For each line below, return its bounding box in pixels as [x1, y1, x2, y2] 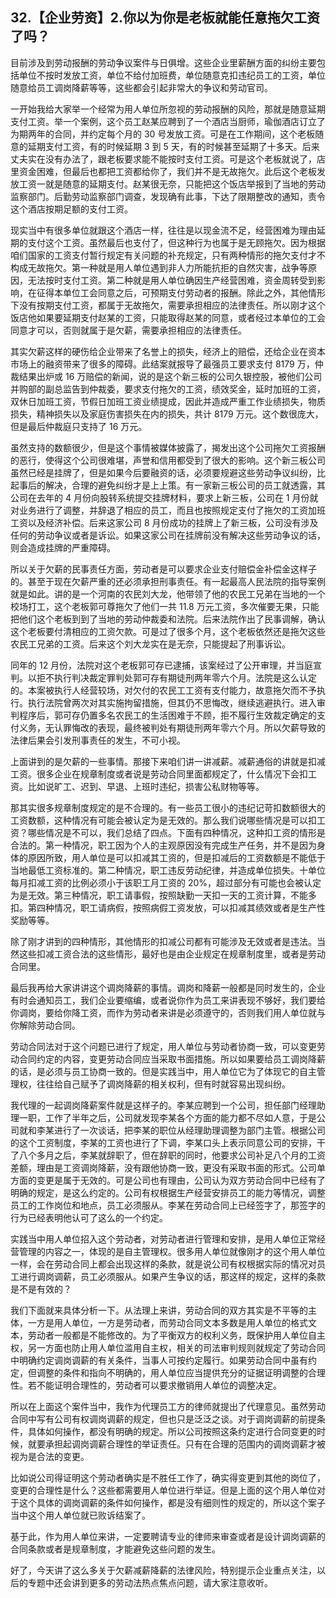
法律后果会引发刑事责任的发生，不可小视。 [10, 734, 186, 746]
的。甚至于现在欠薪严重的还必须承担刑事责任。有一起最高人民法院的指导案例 [10, 575, 326, 587]
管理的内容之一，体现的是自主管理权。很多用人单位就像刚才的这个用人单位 [18, 1245, 326, 1257]
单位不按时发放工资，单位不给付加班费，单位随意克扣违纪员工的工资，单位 [18, 69, 326, 81]
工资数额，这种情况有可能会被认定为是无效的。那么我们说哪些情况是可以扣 [10, 814, 317, 826]
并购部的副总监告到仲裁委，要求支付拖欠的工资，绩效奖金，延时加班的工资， [10, 383, 326, 395]
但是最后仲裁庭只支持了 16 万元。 [10, 420, 148, 432]
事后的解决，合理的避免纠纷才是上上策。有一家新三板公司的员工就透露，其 [18, 479, 326, 491]
